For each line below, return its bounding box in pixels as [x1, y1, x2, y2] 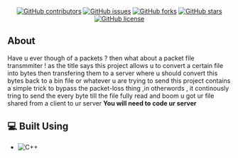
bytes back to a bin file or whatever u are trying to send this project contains [7, 76, 231, 85]
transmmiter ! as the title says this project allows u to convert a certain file [7, 61, 224, 69]
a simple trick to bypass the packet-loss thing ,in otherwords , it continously [7, 84, 229, 92]
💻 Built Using [7, 120, 69, 132]
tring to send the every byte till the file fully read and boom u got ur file [7, 91, 215, 100]
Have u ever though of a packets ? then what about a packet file [7, 54, 195, 62]
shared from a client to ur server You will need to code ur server [7, 98, 197, 107]
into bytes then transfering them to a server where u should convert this [7, 69, 218, 77]
